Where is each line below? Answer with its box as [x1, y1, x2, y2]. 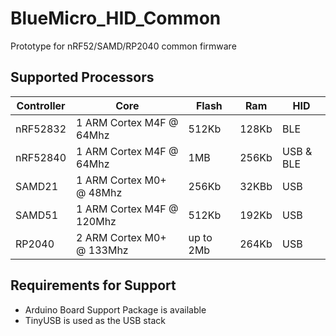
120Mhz [76, 214, 117, 228]
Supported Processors [10, 69, 155, 86]
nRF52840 [15, 150, 67, 164]
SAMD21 [15, 179, 59, 193]
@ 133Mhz [76, 243, 129, 257]
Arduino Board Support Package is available [24, 303, 207, 316]
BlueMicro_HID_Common [10, 7, 222, 30]
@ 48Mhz [76, 185, 123, 199]
